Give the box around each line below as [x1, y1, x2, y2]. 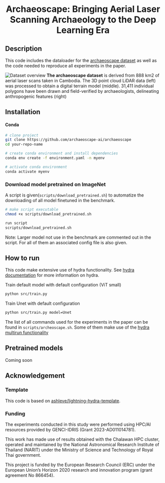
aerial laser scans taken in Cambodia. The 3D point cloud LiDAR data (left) [5, 78, 156, 83]
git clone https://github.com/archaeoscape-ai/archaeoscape [5, 138, 132, 142]
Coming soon [5, 357, 33, 363]
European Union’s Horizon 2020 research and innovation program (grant [5, 467, 153, 473]
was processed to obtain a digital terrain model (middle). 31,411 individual [5, 83, 154, 89]
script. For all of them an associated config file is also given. [5, 239, 127, 245]
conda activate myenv [5, 169, 50, 174]
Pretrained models [5, 344, 63, 352]
